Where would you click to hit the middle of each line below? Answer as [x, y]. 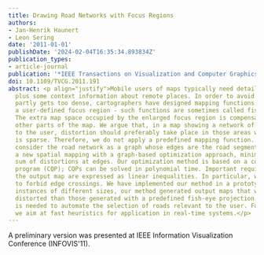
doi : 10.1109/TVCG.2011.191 [54, 81]
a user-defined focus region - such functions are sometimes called [130, 111]
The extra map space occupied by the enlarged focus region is [121, 118]
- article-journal [38, 67]
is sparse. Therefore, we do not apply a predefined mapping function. [135, 140]
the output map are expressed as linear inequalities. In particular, [133, 177]
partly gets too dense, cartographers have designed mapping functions [135, 103]
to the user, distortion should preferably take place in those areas [133, 132]
